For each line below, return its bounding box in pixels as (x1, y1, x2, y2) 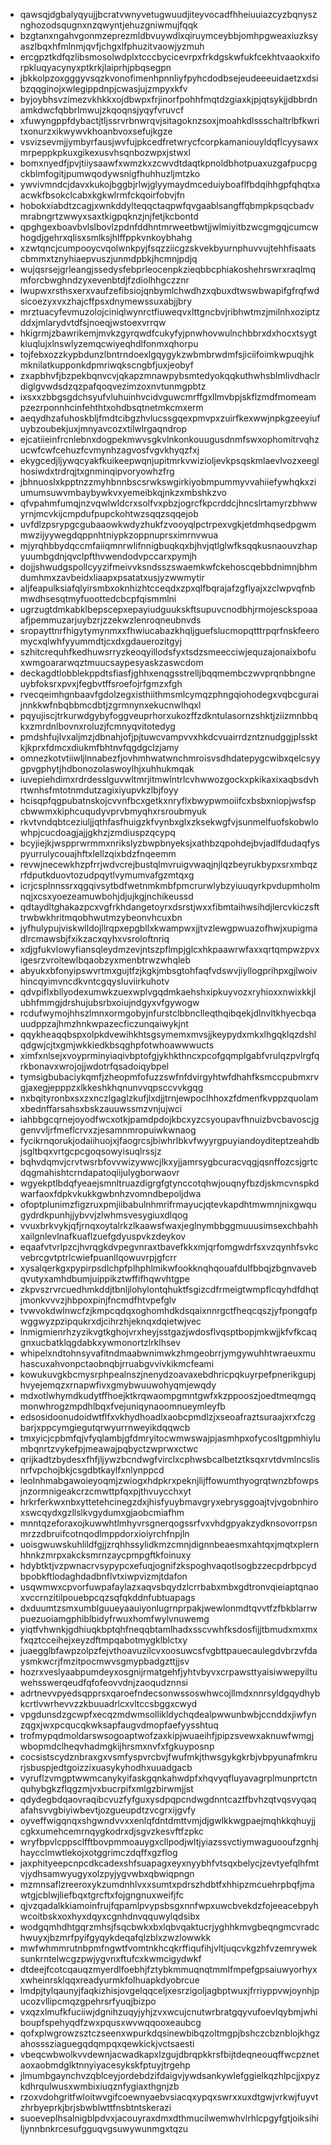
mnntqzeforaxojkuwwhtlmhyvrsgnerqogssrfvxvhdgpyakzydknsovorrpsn (19, 1517, 318, 1529)
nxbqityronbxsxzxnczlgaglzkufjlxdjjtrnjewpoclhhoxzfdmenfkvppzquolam (19, 1092, 319, 1104)
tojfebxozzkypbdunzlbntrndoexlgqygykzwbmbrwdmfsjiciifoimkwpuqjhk (19, 349, 315, 360)
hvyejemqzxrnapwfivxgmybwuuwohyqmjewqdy (19, 1379, 217, 1391)
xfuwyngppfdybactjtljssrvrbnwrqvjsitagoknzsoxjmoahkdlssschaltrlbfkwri (19, 115, 320, 126)
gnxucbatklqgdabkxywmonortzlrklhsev (19, 1337, 182, 1348)
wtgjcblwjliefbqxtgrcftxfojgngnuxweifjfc (19, 1889, 185, 1901)
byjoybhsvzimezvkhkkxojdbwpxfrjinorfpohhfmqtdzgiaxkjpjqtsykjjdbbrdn (19, 94, 318, 105)
